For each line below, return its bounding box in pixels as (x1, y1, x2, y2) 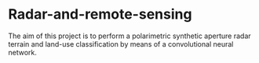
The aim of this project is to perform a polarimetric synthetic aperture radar (8, 31, 251, 40)
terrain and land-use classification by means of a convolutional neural (8, 39, 234, 48)
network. (8, 47, 38, 57)
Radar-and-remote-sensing (8, 5, 192, 23)
